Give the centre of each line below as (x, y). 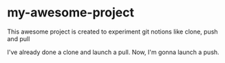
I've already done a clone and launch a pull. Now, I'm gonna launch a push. (113, 52)
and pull (19, 38)
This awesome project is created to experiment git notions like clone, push (112, 32)
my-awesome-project (71, 13)
